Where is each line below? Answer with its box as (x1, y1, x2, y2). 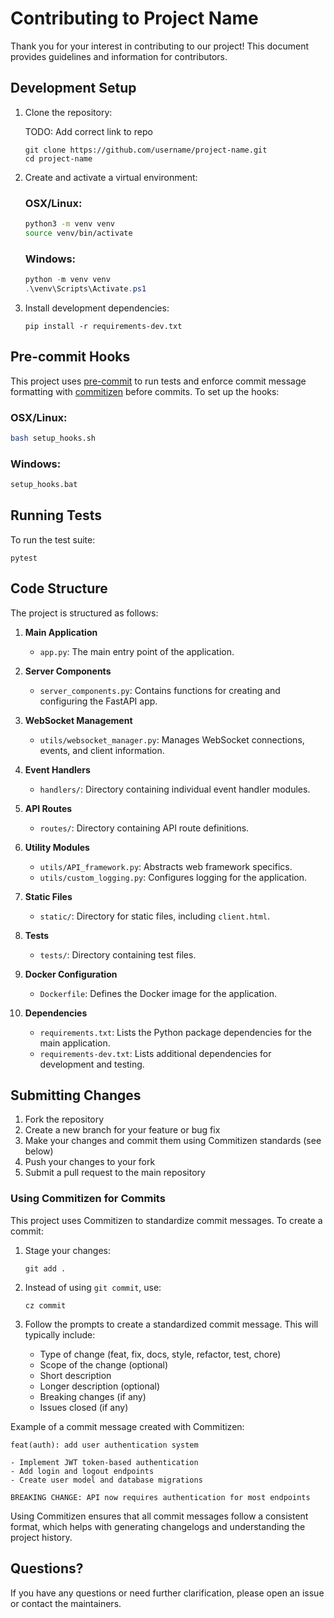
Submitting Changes (10, 1087, 142, 1104)
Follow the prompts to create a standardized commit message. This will (24, 1318, 319, 1330)
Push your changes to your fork (24, 1156, 156, 1168)
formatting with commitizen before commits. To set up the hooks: (10, 385, 280, 397)
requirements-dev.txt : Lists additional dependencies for (39, 1047, 272, 1059)
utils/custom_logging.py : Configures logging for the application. (39, 871, 308, 883)
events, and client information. (39, 744, 165, 756)
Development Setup (10, 80, 137, 97)
